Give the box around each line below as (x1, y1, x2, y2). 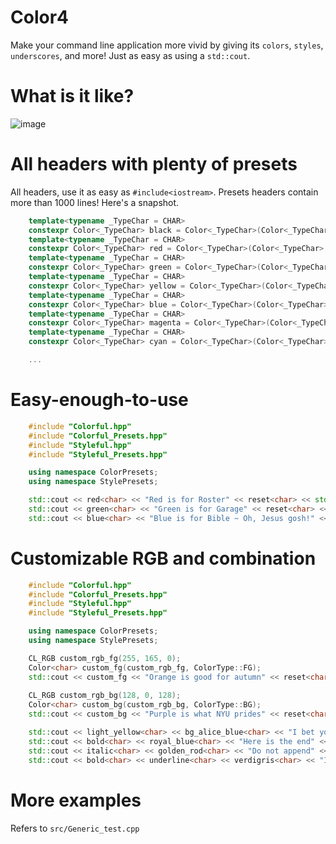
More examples (10, 789, 142, 811)
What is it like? (10, 85, 135, 108)
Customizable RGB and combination (10, 547, 317, 570)
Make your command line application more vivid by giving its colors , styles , (10, 39, 324, 51)
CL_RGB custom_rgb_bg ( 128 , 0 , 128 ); (28, 691, 182, 701)
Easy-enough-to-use (10, 389, 189, 411)
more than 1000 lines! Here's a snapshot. (10, 196, 180, 208)
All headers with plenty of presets (10, 153, 298, 176)
